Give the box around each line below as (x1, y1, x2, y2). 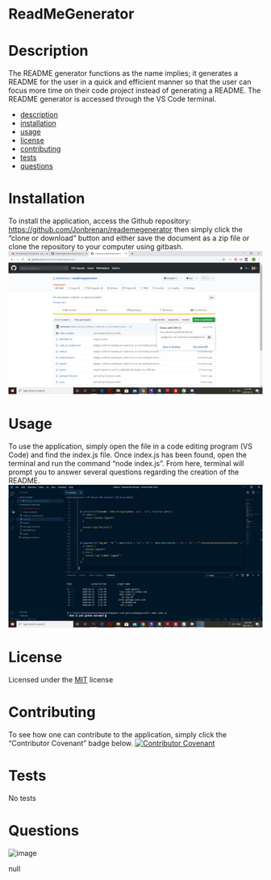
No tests (8, 793, 36, 803)
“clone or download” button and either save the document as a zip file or (8, 233, 250, 243)
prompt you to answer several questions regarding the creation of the (8, 467, 240, 477)
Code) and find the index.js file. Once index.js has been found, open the (8, 449, 248, 460)
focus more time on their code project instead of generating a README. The (8, 85, 261, 95)
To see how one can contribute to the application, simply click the (8, 729, 227, 739)
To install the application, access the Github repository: (8, 216, 192, 226)
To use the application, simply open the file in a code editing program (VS (8, 441, 252, 451)
